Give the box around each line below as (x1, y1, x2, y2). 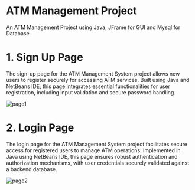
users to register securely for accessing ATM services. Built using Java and (6, 76, 190, 83)
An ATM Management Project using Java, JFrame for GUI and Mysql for (6, 24, 181, 31)
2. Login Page (6, 121, 74, 135)
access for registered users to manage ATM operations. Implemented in (6, 146, 181, 154)
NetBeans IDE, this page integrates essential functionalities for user (6, 83, 170, 90)
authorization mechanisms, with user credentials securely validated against (6, 159, 190, 166)
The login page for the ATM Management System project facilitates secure (6, 140, 188, 148)
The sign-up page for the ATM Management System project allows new (6, 70, 180, 77)
